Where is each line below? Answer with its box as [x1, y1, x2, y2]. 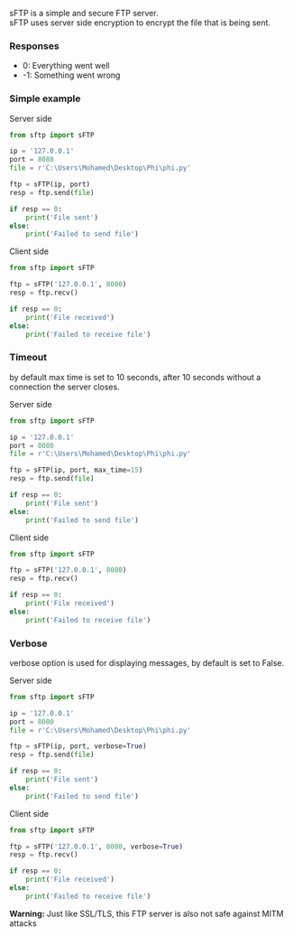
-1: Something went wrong [22, 70, 121, 80]
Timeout [9, 351, 48, 364]
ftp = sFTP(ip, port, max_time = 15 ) [9, 465, 143, 475]
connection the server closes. [9, 381, 120, 392]
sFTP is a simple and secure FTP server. [9, 8, 160, 18]
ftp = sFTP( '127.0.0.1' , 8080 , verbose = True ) [9, 842, 183, 851]
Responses [9, 40, 60, 52]
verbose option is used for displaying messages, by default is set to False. [9, 657, 285, 668]
